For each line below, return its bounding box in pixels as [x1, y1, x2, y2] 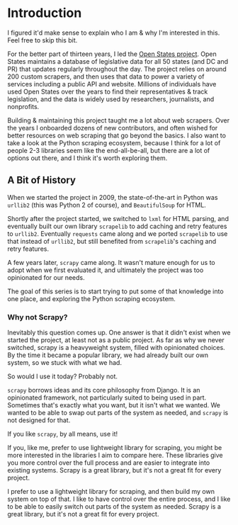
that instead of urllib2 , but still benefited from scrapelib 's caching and [7, 237, 217, 245]
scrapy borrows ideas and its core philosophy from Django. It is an [7, 386, 200, 395]
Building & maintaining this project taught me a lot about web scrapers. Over [7, 115, 230, 125]
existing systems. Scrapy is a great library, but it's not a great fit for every [7, 466, 222, 475]
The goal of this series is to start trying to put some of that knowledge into [7, 287, 225, 295]
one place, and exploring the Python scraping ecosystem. [7, 294, 176, 303]
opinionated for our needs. [7, 273, 85, 281]
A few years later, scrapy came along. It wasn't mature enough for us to [7, 258, 215, 266]
